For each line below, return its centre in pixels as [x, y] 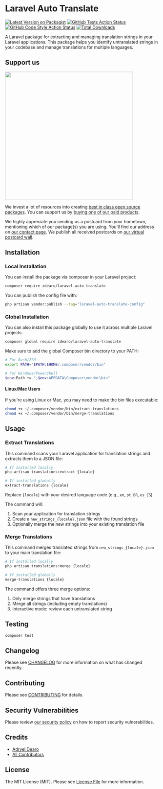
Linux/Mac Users [23, 389]
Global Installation [27, 317]
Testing [17, 624]
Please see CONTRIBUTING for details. [44, 695]
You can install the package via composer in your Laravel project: [71, 277]
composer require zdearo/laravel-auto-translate [55, 286]
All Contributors [28, 754]
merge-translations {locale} [35, 580]
